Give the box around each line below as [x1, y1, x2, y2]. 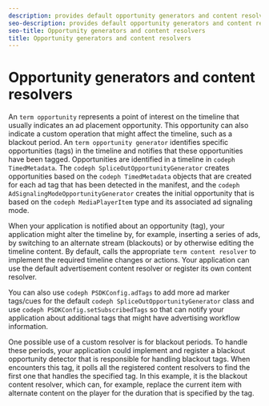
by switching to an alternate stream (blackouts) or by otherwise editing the [8, 238, 255, 248]
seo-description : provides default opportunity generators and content [8, 19, 252, 27]
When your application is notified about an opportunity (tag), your [8, 221, 225, 231]
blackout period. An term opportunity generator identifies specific [8, 138, 229, 147]
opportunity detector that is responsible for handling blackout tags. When [8, 354, 251, 364]
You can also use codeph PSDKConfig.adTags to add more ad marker [8, 287, 231, 297]
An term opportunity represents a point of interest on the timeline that [8, 112, 240, 122]
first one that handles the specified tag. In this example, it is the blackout [8, 372, 248, 381]
